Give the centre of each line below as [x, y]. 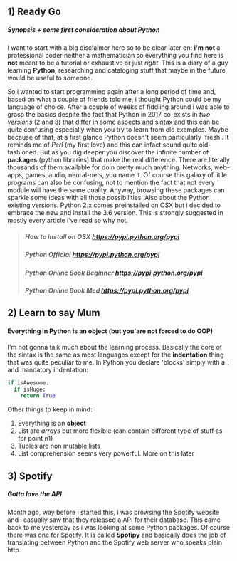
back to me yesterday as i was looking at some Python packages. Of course [118, 527]
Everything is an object [52, 424]
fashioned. [23, 152]
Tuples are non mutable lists [59, 446]
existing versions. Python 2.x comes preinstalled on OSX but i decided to [114, 205]
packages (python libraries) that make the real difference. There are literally [118, 160]
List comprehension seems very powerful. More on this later [106, 453]
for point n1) [35, 439]
